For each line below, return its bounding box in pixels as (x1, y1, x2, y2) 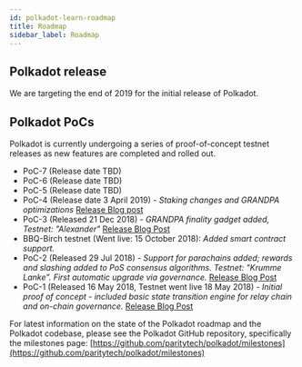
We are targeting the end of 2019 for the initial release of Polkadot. (9, 88, 259, 99)
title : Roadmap (9, 22, 67, 31)
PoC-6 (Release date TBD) (22, 175, 123, 186)
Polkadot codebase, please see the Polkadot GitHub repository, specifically (9, 328, 292, 339)
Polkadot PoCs (9, 114, 95, 130)
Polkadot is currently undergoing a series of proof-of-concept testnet (9, 138, 270, 149)
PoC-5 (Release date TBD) (22, 185, 123, 195)
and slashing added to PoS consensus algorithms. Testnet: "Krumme (22, 263, 282, 273)
